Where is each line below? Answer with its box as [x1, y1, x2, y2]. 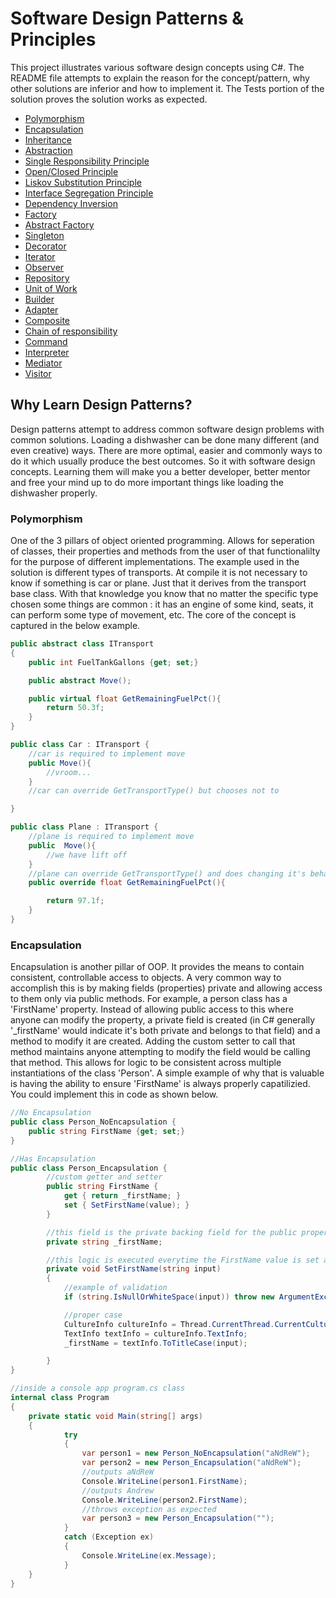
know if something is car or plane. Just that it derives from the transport [10, 577, 307, 589]
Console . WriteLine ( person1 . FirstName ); [81, 1476, 248, 1486]
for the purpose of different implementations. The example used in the [10, 556, 300, 568]
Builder [24, 293, 55, 305]
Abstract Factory [24, 218, 95, 231]
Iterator [24, 250, 56, 262]
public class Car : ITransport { [10, 740, 150, 750]
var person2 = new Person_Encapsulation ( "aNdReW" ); [81, 1458, 302, 1468]
